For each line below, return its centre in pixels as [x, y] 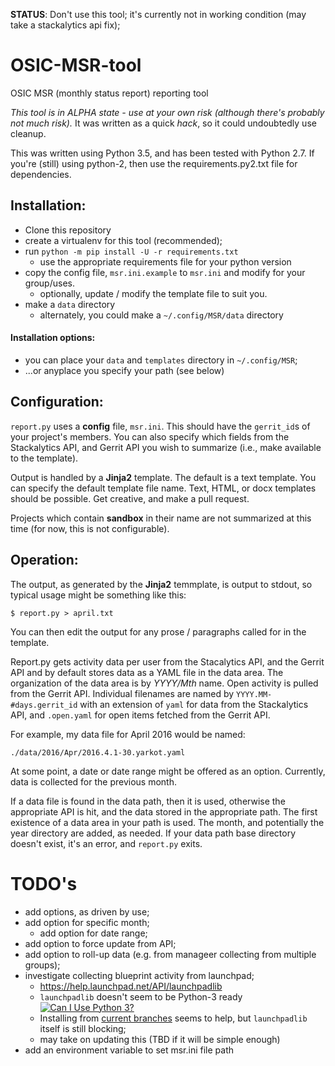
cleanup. [28, 133]
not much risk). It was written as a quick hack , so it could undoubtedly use [163, 123]
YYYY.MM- [254, 694]
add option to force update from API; [100, 943]
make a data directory [70, 304]
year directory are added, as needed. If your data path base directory [153, 833]
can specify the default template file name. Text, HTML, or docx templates [163, 488]
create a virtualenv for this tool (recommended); [123, 240]
